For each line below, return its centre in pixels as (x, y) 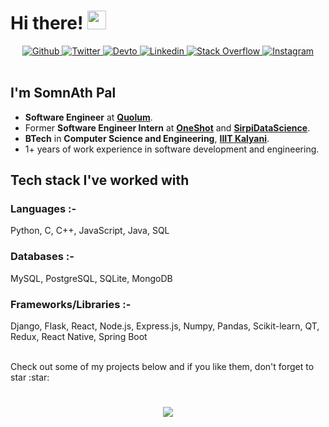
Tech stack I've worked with (100, 180)
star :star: (30, 377)
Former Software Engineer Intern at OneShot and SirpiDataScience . (167, 127)
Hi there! (47, 23)
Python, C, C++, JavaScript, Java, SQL (90, 231)
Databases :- (42, 257)
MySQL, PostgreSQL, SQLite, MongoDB (91, 278)
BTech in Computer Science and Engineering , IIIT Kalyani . (147, 138)
